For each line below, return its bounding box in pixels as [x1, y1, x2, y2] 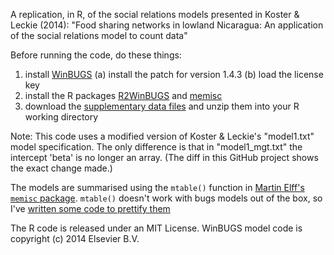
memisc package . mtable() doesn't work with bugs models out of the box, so [10, 192, 323, 204]
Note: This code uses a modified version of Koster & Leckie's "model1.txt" [10, 130, 315, 142]
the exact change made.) [10, 162, 113, 174]
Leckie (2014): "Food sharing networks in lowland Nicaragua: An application [10, 19, 324, 31]
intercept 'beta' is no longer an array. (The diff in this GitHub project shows [10, 152, 319, 163]
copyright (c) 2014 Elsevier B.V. [10, 233, 140, 244]
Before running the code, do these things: [10, 49, 182, 61]
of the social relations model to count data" [10, 30, 188, 41]
